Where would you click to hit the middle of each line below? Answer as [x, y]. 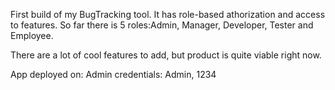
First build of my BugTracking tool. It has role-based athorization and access [168, 14]
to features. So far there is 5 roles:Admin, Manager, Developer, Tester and [162, 25]
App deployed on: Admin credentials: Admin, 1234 [113, 74]
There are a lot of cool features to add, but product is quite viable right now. [166, 55]
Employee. [32, 35]
